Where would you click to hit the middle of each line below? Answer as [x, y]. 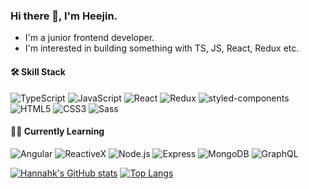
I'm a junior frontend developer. [89, 38]
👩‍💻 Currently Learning [57, 131]
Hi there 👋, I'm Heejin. [64, 16]
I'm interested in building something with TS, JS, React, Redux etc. [162, 48]
